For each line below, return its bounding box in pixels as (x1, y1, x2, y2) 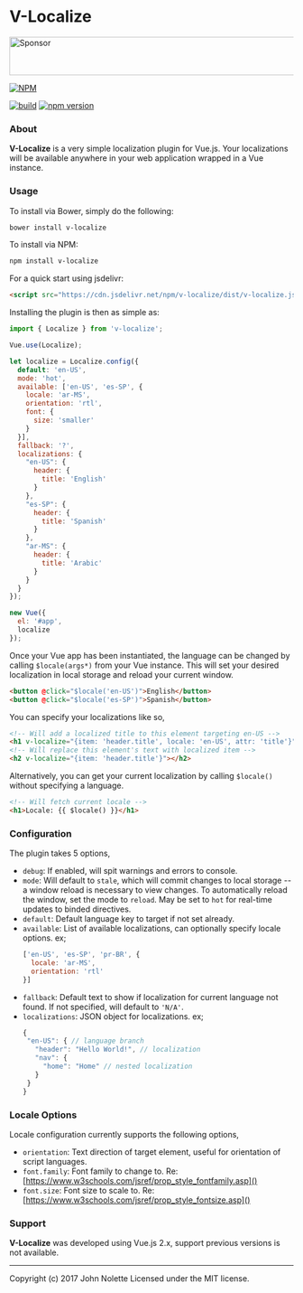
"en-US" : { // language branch (26, 1036, 144, 1045)
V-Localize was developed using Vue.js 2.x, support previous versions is (9, 1238, 281, 1249)
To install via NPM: (9, 239, 78, 250)
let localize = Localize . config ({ (9, 357, 140, 366)
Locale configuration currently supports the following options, (9, 1129, 239, 1139)
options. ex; (22, 932, 67, 943)
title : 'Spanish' (41, 517, 106, 526)
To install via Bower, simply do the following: (9, 205, 174, 216)
